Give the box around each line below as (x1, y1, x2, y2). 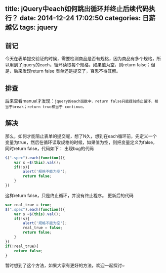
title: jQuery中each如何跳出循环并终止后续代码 (5, 4, 149, 13)
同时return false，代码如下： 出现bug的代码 (5, 145, 94, 151)
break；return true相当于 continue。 (12, 104, 86, 110)
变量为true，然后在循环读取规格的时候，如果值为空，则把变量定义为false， (5, 139, 158, 145)
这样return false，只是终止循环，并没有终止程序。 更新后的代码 (5, 192, 134, 198)
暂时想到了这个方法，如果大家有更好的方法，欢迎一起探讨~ (5, 263, 125, 269)
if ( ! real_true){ (5, 244, 39, 249)
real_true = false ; (23, 226, 63, 230)
